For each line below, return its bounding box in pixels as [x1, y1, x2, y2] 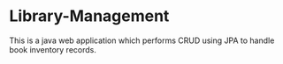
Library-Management [9, 6, 170, 26]
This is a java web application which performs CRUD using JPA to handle [9, 35, 275, 46]
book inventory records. [9, 44, 97, 54]
